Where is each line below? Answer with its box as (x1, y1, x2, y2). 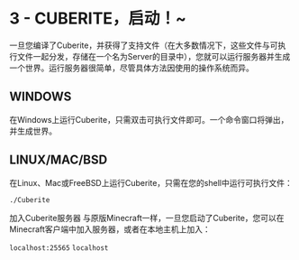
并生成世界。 (9, 125, 57, 136)
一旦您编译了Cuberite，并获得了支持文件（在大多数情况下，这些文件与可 (9, 40, 278, 51)
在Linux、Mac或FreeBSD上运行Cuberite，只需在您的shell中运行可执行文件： (9, 177, 293, 188)
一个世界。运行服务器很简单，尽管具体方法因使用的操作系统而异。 (9, 62, 254, 73)
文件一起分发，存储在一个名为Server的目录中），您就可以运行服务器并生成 (16, 51, 291, 61)
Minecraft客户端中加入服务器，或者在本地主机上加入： (9, 224, 211, 235)
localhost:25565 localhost (9, 244, 109, 253)
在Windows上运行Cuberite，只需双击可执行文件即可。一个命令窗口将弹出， (9, 114, 289, 125)
